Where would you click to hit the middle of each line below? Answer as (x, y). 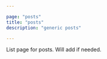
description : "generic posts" (44, 28)
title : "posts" (25, 22)
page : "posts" (24, 17)
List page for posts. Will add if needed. (54, 50)
